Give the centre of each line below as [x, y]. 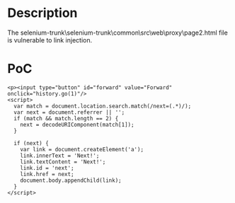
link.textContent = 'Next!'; [63, 162]
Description [42, 13]
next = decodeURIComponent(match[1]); [77, 124]
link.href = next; [47, 174]
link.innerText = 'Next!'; [60, 156]
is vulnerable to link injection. [50, 40]
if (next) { [31, 143]
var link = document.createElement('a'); [82, 149]
